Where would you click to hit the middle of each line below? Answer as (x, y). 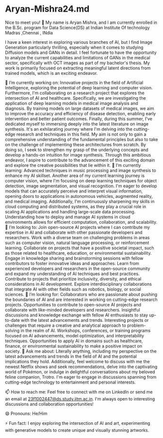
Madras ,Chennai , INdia (29, 33)
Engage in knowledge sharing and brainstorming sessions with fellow (74, 258)
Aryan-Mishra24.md (47, 9)
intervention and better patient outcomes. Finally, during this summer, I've (79, 119)
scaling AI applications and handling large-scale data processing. (70, 211)
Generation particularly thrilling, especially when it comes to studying (74, 47)
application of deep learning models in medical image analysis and (72, 103)
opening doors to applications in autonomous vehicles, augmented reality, (79, 196)
